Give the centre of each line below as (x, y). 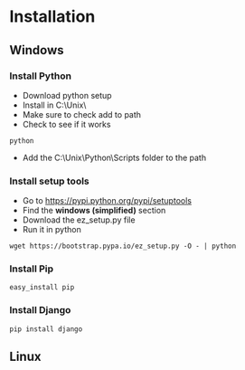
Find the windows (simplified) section (94, 211)
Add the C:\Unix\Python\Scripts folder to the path (114, 157)
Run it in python (52, 230)
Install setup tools (50, 181)
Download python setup (67, 95)
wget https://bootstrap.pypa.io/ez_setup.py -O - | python (123, 246)
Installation (52, 17)
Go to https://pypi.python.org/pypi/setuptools (107, 201)
